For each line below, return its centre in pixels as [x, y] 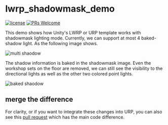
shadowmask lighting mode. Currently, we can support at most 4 [73, 38]
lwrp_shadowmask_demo [60, 9]
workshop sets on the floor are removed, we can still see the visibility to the [84, 68]
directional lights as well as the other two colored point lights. [69, 73]
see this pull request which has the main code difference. [65, 117]
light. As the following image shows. [60, 43]
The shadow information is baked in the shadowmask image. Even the [78, 63]
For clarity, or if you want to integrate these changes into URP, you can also [84, 111]
